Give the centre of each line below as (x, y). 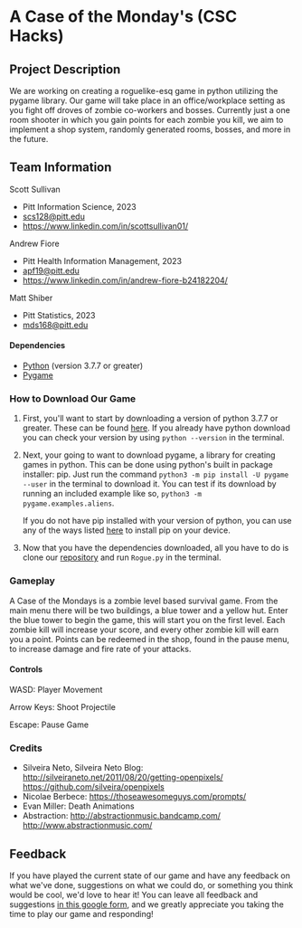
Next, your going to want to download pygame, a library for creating (149, 455)
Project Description (65, 69)
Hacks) (37, 36)
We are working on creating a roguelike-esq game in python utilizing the (144, 91)
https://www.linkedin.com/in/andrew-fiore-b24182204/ (125, 280)
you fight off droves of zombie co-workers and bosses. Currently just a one (150, 110)
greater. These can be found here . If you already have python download (156, 428)
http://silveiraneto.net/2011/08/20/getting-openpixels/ (123, 777)
